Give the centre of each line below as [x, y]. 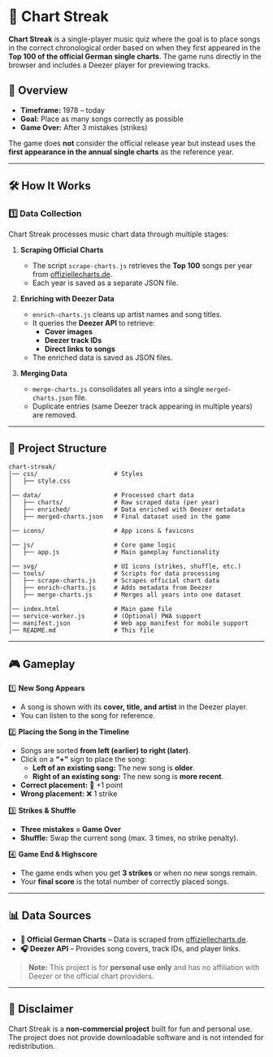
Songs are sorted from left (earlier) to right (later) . [105, 751]
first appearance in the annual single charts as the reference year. [121, 152]
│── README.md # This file [81, 630]
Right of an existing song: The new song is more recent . [128, 777]
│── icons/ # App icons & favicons [102, 531]
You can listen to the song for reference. [88, 716]
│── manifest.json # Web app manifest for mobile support [129, 624]
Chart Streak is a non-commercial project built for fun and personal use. [130, 1029]
